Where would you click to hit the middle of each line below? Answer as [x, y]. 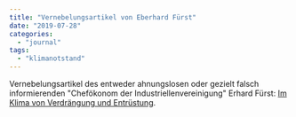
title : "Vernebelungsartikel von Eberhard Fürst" [103, 17]
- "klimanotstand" [52, 58]
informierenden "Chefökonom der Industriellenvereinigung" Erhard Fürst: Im [148, 93]
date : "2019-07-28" [45, 26]
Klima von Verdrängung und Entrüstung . [83, 102]
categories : [31, 34]
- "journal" [40, 42]
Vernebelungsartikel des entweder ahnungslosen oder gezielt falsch [134, 84]
